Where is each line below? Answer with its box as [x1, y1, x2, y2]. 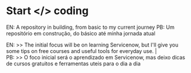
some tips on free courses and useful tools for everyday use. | [6, 47, 157, 54]
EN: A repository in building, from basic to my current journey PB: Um [6, 24, 175, 31]
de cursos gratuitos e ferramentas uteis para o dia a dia [6, 60, 141, 67]
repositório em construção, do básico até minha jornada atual [6, 29, 156, 36]
